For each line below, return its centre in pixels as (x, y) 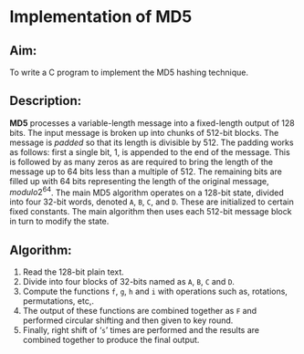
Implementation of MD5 (101, 17)
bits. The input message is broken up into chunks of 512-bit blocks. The (144, 132)
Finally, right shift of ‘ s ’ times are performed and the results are (141, 330)
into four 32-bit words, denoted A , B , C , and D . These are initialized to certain (152, 202)
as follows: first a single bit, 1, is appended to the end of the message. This (150, 151)
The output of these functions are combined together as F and (140, 311)
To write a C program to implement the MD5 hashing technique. (129, 72)
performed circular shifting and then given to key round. (128, 320)
